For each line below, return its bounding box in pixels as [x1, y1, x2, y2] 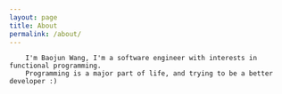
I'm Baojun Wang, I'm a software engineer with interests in [25, 54, 257, 63]
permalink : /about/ [9, 29, 82, 38]
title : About [9, 21, 58, 30]
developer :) [9, 77, 58, 86]
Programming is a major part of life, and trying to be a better [25, 69, 274, 78]
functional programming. [9, 61, 102, 71]
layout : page [9, 12, 58, 22]
